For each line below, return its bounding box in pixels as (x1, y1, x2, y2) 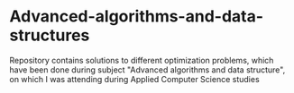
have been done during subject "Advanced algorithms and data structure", (9, 64, 286, 75)
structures (9, 25, 90, 46)
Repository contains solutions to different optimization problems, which (9, 55, 274, 65)
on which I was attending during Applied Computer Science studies (9, 73, 260, 84)
